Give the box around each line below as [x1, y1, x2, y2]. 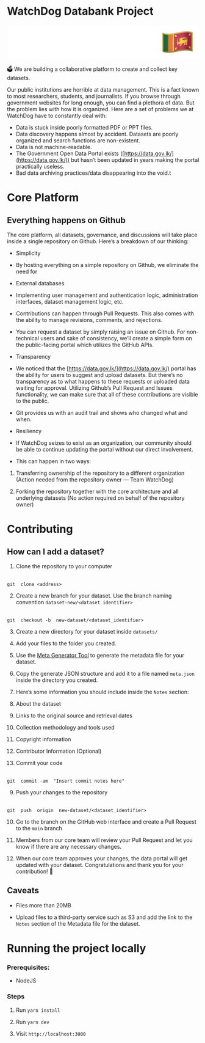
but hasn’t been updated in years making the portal [70, 156, 200, 164]
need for [15, 268, 38, 276]
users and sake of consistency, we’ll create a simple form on [40, 335, 193, 342]
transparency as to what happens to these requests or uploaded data [15, 378, 190, 386]
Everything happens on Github [7, 215, 126, 225]
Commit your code [15, 759, 63, 767]
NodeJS [15, 977, 37, 984]
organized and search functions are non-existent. [15, 137, 140, 144]
